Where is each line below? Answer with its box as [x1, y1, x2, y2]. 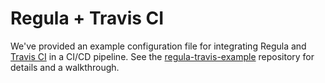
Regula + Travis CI [10, 7, 165, 30]
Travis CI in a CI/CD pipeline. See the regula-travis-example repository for [10, 50, 315, 62]
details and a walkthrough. [10, 61, 120, 73]
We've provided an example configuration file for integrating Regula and [10, 40, 307, 52]
